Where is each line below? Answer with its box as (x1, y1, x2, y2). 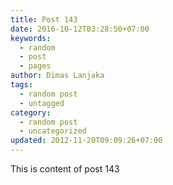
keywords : (10, 33, 52, 43)
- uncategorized (19, 126, 87, 136)
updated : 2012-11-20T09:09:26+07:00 (10, 136, 163, 146)
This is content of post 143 (10, 163, 120, 175)
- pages (19, 61, 52, 71)
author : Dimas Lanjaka (10, 71, 105, 81)
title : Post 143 (10, 14, 78, 25)
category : (10, 107, 52, 118)
